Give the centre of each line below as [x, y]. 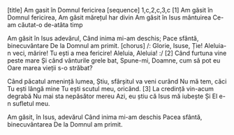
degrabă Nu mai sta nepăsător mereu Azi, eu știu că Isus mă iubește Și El [112, 96]
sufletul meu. [31, 103]
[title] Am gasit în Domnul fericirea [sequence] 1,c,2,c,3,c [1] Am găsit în [110, 10]
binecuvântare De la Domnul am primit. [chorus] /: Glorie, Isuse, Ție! [105, 46]
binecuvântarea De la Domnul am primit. [65, 124]
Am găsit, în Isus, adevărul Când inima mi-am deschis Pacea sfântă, [105, 117]
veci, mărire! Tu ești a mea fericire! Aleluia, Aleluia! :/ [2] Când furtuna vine [120, 53]
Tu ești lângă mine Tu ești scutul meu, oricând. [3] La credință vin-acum [111, 89]
